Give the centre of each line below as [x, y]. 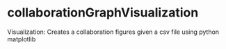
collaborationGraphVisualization [103, 13]
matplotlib [22, 39]
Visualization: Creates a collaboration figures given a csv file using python [113, 32]
